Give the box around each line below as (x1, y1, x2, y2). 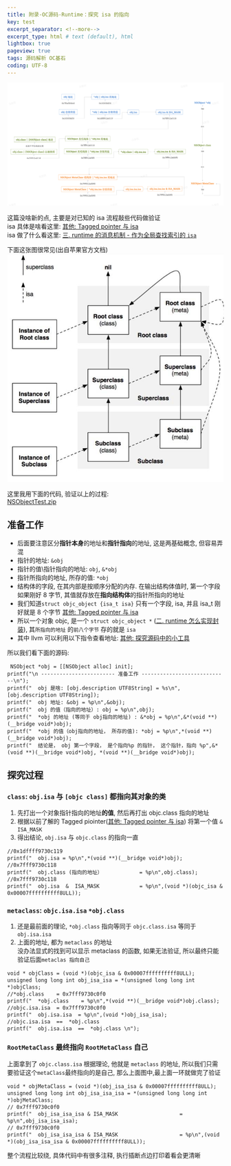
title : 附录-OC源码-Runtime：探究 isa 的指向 (7, 11, 129, 18)
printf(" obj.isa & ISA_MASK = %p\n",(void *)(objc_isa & (7, 883, 223, 890)
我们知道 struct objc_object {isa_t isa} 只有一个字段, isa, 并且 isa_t (16, 599, 213, 608)
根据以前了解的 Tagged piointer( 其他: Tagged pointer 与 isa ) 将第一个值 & (16, 817, 223, 826)
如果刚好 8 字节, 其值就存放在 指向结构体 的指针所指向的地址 (16, 590, 185, 599)
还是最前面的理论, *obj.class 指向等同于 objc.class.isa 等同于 (16, 922, 197, 931)
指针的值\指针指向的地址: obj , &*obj (16, 565, 118, 573)
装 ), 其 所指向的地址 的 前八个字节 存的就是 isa (16, 625, 136, 633)
